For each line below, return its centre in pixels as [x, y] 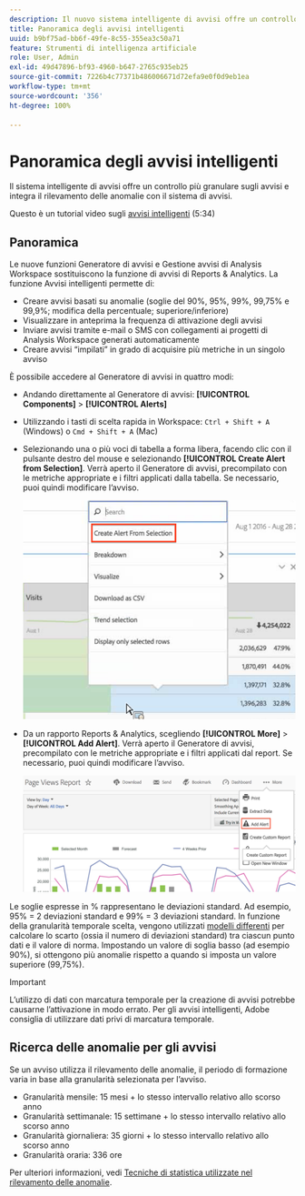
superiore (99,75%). [47, 964]
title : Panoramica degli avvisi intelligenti [97, 29]
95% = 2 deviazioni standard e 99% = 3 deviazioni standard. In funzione [145, 916]
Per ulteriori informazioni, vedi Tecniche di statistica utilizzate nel [131, 1172]
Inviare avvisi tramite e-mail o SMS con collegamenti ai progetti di [145, 330]
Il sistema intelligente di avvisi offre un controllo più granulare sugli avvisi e [149, 186]
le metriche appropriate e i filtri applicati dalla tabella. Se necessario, [151, 478]
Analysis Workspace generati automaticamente [111, 340]
